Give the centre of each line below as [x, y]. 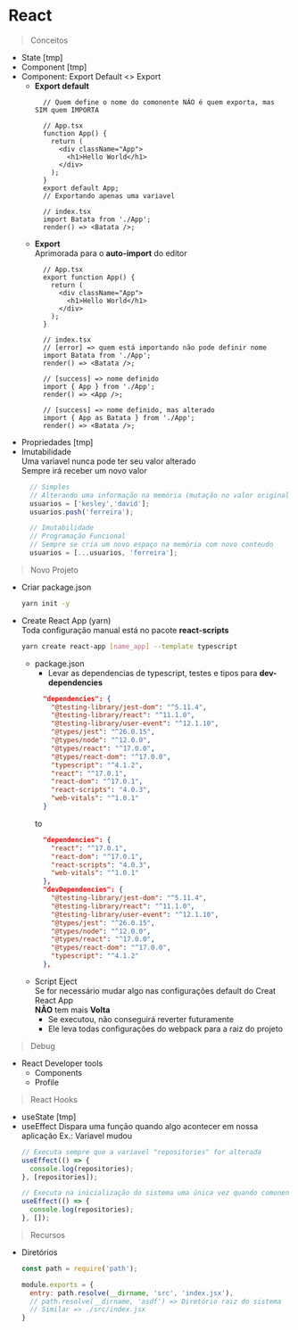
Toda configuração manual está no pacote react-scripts [125, 630]
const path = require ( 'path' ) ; [79, 1268]
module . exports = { [58, 1285]
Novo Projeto [54, 570]
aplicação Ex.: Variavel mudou [77, 1136]
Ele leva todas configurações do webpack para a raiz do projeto [165, 1028]
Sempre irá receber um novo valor [84, 470]
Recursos [48, 1235]
